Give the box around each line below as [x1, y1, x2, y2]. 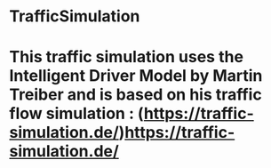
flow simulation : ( [9, 104, 145, 124]
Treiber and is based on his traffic [9, 84, 262, 105]
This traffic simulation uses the [9, 47, 244, 68]
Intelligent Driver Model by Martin [9, 66, 263, 86]
